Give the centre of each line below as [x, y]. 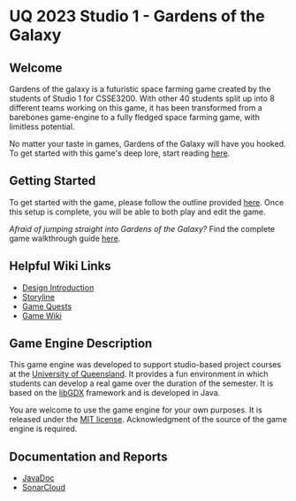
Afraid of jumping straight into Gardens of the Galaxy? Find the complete [142, 228]
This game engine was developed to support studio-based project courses [145, 365]
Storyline [38, 297]
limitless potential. [42, 127]
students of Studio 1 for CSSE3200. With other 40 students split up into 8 [142, 98]
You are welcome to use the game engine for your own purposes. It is [136, 410]
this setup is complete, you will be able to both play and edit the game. [138, 212]
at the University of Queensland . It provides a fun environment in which [139, 374]
